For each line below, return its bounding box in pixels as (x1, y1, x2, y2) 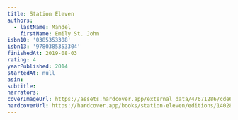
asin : (7, 76, 23, 83)
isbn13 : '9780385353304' (7, 43, 81, 50)
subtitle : (7, 83, 37, 90)
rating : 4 (7, 56, 37, 64)
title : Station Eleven (7, 10, 74, 18)
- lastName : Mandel (13, 23, 72, 30)
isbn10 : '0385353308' (7, 37, 72, 44)
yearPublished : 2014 (7, 63, 69, 70)
